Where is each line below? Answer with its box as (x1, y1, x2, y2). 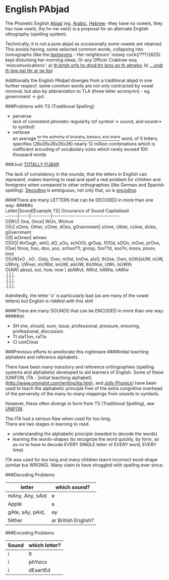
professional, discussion (12, 328, 64, 334)
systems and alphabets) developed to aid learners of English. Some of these (5, 369, 164, 375)
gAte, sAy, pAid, (8, 508, 45, 515)
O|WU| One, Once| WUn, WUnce (5, 218, 74, 224)
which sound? (55, 484, 90, 491)
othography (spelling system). (5, 31, 68, 37)
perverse (12, 113, 32, 119)
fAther (8, 516, 23, 523)
